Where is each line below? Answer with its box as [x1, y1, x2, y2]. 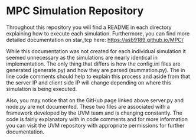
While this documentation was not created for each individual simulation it [6, 47, 186, 54]
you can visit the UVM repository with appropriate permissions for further [6, 122, 185, 129]
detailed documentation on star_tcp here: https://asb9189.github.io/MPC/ [6, 36, 184, 43]
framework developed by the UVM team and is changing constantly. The [6, 109, 183, 116]
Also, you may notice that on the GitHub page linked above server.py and [6, 96, 184, 104]
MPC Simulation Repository [6, 4, 144, 18]
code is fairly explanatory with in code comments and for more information [6, 115, 188, 122]
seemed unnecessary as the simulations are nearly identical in [6, 54, 158, 61]
